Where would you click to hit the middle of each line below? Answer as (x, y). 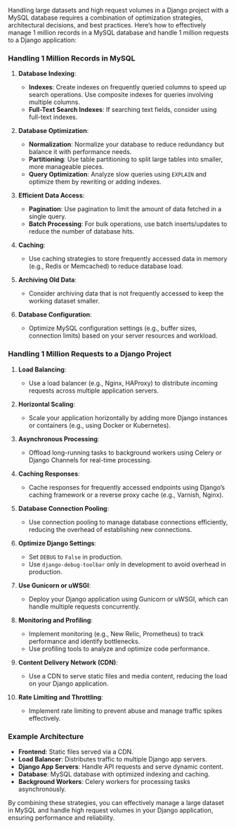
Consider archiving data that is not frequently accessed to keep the (126, 293)
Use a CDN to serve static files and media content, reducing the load (128, 676)
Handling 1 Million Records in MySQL (72, 58)
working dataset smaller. (64, 301)
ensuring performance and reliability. (61, 817)
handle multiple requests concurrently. (84, 606)
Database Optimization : (53, 131)
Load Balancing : (42, 369)
